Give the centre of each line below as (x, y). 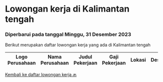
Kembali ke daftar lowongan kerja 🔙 (41, 75)
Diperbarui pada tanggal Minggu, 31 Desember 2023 (68, 34)
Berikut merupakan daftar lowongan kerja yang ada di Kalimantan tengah (78, 45)
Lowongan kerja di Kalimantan (67, 9)
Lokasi (138, 60)
